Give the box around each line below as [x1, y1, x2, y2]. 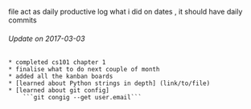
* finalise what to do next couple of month [8, 66, 160, 74]
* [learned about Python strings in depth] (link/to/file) [8, 79, 211, 87]
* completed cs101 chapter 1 [8, 59, 106, 67]
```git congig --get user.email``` [23, 94, 142, 102]
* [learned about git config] [8, 87, 110, 95]
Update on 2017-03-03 [8, 34, 86, 43]
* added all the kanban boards [8, 72, 113, 81]
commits [8, 15, 38, 25]
